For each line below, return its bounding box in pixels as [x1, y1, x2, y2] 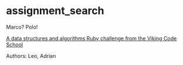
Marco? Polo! [6, 23, 38, 30]
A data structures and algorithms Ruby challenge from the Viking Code [6, 35, 177, 42]
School [6, 41, 23, 48]
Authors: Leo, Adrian [6, 52, 56, 59]
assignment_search [6, 4, 104, 18]
